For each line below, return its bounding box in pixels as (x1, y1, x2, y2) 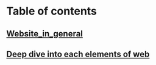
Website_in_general (6, 29, 83, 39)
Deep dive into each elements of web (6, 49, 150, 59)
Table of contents (6, 4, 97, 18)
